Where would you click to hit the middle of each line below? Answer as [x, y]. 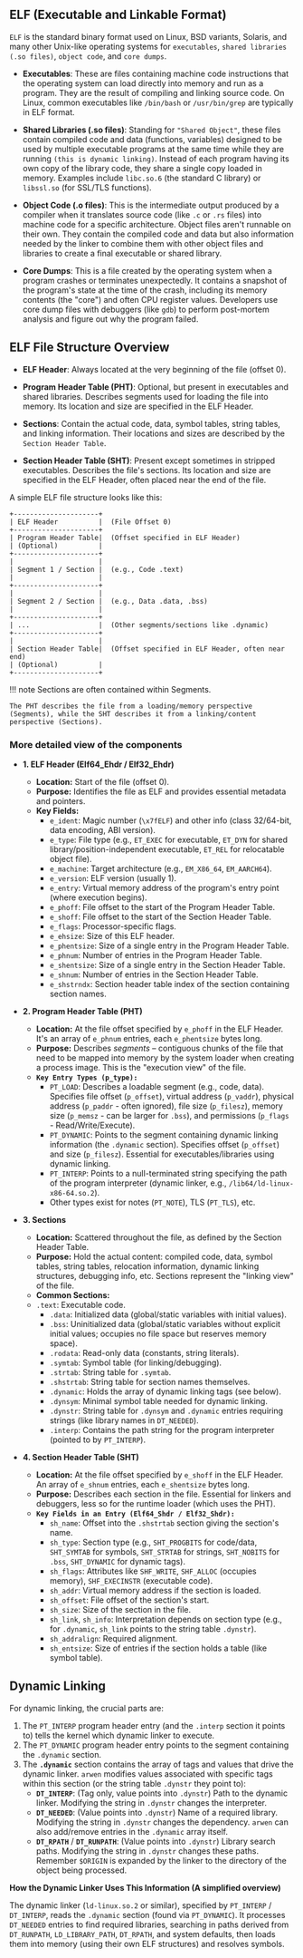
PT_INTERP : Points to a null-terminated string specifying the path [168, 1173]
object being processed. [81, 1870]
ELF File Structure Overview [90, 348]
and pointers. [61, 800]
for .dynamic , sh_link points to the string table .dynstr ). [153, 1628]
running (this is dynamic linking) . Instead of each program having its [156, 159]
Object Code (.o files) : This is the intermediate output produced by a [151, 205]
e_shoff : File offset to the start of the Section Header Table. [160, 916]
